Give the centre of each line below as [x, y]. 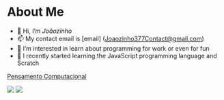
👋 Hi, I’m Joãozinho [44, 31]
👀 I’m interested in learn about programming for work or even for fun [113, 48]
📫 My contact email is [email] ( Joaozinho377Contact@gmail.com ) [111, 38]
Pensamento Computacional [47, 76]
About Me [36, 12]
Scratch [28, 63]
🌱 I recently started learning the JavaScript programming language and [117, 55]
